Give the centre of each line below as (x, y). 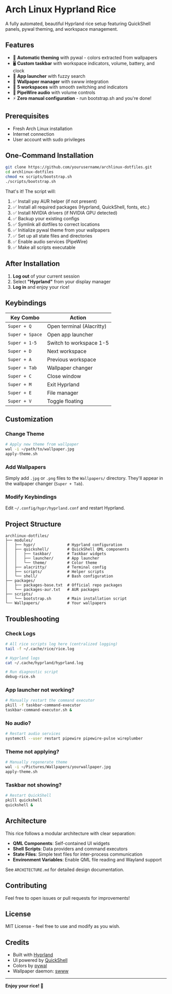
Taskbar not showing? (34, 785)
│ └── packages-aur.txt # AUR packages (52, 590)
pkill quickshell (24, 800)
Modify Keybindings (31, 497)
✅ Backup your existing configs (46, 218)
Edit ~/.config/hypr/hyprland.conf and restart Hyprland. (65, 508)
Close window (64, 376)
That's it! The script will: (31, 191)
